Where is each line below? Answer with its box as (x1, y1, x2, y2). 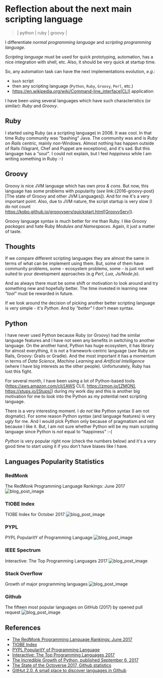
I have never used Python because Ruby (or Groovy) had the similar (5, 332, 141, 338)
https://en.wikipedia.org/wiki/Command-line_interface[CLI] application (12, 88, 154, 94)
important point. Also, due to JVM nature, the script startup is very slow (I (5, 198, 152, 204)
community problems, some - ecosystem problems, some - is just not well (5, 266, 154, 272)
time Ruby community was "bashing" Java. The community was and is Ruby (5, 135, 158, 141)
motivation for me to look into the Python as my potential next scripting (5, 393, 147, 400)
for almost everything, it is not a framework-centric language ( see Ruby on (5, 348, 155, 354)
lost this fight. (5, 368, 33, 374)
